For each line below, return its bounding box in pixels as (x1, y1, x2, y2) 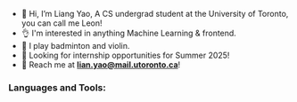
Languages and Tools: (8, 81, 106, 93)
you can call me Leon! (21, 18, 103, 28)
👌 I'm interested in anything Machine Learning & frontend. (21, 27, 237, 38)
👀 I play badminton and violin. (21, 41, 130, 51)
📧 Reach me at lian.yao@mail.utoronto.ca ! (21, 59, 181, 70)
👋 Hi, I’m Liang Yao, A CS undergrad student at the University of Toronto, (21, 9, 289, 19)
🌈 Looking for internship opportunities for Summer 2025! (21, 50, 230, 60)
